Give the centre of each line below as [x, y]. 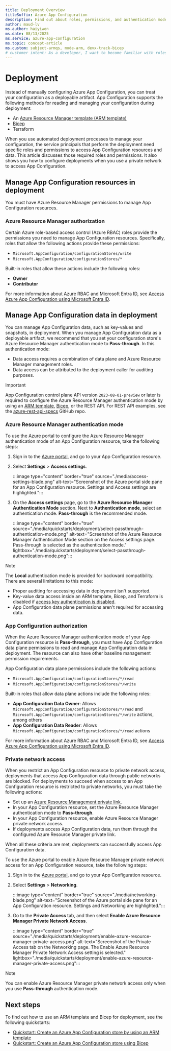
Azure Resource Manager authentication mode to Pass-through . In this [80, 344]
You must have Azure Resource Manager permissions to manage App [78, 203]
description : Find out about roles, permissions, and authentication [81, 19]
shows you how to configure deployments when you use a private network [83, 161]
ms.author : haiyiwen [27, 29]
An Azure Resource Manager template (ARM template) [70, 118]
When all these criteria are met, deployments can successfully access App [83, 844]
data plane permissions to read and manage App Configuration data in [79, 648]
